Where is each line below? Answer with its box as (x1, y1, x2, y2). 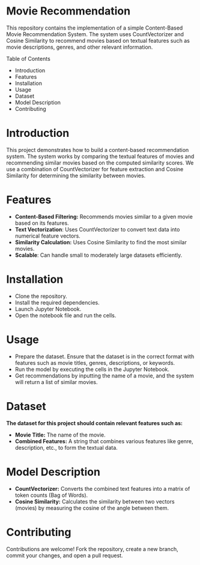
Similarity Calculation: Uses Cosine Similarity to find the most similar (14, 238, 187, 245)
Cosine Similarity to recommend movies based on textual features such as (6, 37, 190, 44)
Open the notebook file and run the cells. (14, 312, 117, 319)
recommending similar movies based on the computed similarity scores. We (6, 159, 194, 166)
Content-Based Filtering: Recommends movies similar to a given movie (14, 213, 193, 220)
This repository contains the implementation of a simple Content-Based (6, 24, 183, 31)
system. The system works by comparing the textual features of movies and (6, 153, 195, 160)
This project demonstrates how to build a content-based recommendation (6, 146, 189, 153)
